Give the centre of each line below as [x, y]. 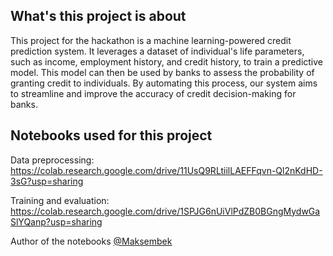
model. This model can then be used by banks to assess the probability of [162, 72]
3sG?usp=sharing [47, 181]
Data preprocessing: [52, 160]
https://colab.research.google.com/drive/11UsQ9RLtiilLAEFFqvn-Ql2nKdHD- [166, 170]
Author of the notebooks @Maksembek [91, 241]
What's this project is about [98, 16]
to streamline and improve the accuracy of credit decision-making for [153, 93]
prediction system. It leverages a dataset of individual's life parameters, [157, 51]
